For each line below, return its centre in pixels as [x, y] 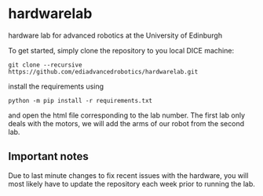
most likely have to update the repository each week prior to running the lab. [131, 183]
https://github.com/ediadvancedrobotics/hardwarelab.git [103, 71]
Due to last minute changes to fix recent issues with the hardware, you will [128, 175]
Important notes [48, 156]
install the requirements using [56, 86]
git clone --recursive [45, 65]
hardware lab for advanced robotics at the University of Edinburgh [115, 35]
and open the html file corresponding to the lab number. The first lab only [127, 115]
